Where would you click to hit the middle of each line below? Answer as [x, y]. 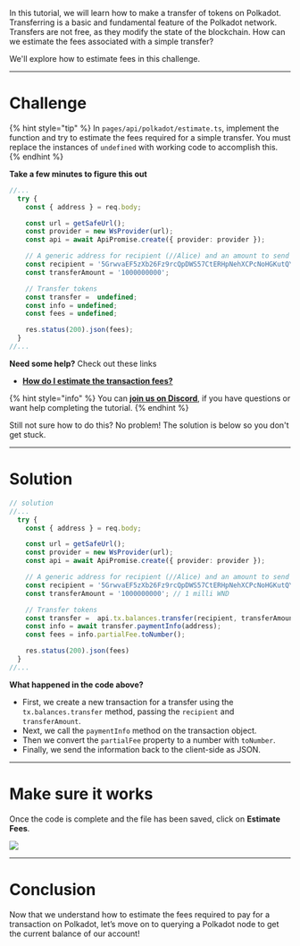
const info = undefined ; [71, 305]
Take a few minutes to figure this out [78, 174]
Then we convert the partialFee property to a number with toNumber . [149, 740]
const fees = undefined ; [71, 314]
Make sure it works [81, 793]
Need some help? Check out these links [83, 363]
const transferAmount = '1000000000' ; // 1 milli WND [127, 593]
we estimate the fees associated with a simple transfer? [112, 41]
